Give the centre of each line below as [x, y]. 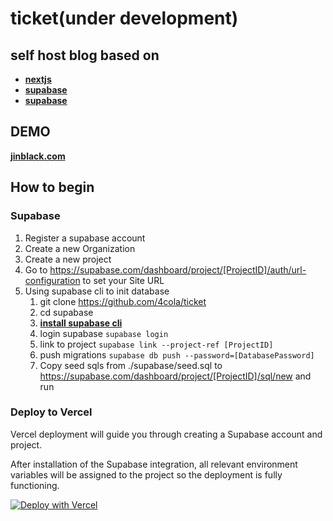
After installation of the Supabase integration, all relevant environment [154, 464]
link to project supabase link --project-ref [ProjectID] [156, 344]
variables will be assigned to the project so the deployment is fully [146, 474]
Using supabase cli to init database [97, 291]
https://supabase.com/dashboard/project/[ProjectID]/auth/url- [178, 269]
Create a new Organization [80, 248]
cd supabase [66, 312]
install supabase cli [81, 323]
